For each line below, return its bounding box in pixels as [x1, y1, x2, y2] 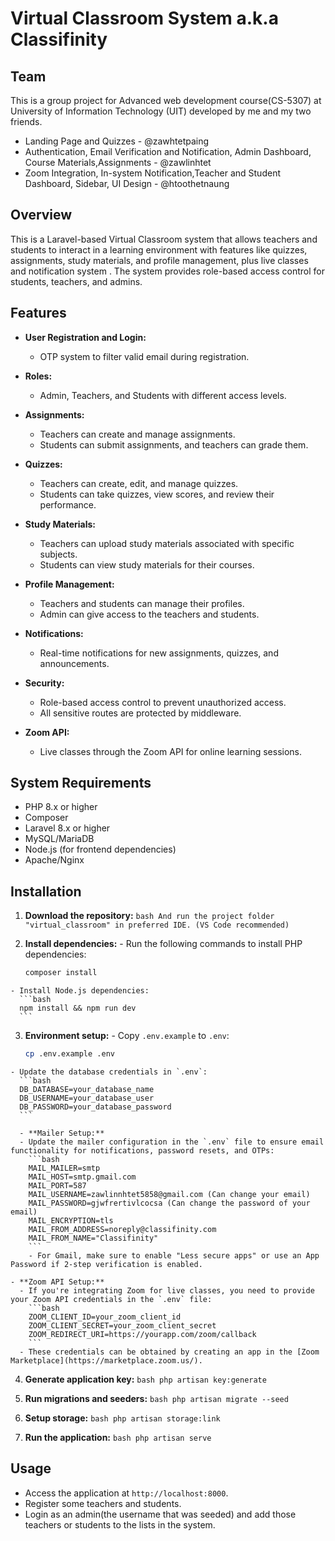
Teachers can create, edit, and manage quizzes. [39, 477, 239, 489]
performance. [39, 498, 97, 511]
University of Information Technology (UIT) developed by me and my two [10, 105, 312, 117]
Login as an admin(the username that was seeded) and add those [24, 1508, 297, 1520]
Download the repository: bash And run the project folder [24, 910, 275, 922]
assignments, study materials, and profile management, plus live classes [10, 254, 309, 266]
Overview [10, 207, 73, 224]
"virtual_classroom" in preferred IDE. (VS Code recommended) [24, 920, 290, 931]
